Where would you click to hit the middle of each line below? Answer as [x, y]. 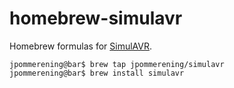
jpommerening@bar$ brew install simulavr [97, 73]
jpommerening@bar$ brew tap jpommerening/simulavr [117, 64]
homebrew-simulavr [96, 18]
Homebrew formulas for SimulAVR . [81, 46]
